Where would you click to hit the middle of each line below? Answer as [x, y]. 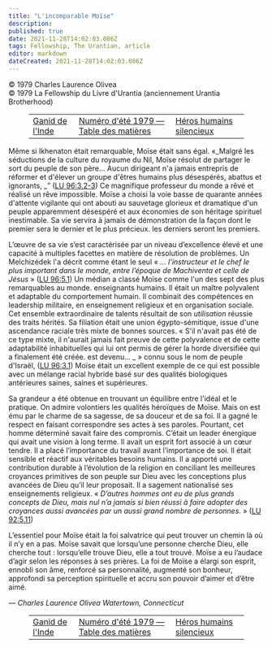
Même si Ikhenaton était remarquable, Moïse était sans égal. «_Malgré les [131, 150]
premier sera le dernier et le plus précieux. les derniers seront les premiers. [134, 228]
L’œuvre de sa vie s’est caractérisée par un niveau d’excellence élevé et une [136, 244]
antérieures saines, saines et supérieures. [78, 382]
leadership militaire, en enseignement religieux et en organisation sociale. [131, 305]
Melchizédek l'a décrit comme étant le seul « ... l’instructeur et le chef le [129, 262]
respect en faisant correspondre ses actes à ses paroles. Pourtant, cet [126, 424]
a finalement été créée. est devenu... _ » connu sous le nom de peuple [126, 357]
